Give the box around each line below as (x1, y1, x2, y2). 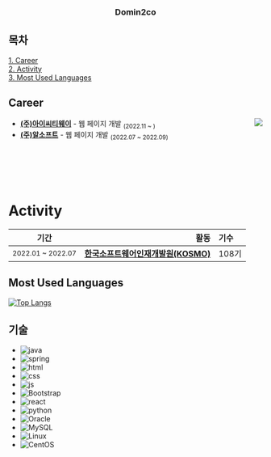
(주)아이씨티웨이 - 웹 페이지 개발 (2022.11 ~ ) (19, 118, 156, 130)
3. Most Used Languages (8, 72, 92, 83)
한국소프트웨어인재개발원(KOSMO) (84, 248, 211, 260)
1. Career (8, 55, 39, 65)
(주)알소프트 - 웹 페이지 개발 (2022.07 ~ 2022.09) (19, 130, 169, 142)
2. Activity (8, 64, 43, 74)
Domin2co (115, 6, 156, 18)
